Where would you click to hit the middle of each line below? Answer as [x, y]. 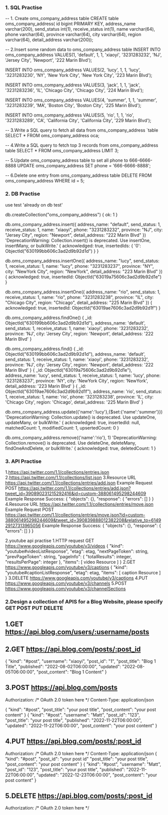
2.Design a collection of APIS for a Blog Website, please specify [84, 601]
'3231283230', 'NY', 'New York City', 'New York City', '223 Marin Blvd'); [79, 75]
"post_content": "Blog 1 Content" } [71, 672]
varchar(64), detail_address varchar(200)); [49, 40]
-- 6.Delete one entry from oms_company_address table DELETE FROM [78, 175]
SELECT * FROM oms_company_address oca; [52, 136]
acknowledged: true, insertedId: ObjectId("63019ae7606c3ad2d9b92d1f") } [83, 308]
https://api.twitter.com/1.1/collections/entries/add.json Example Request [79, 483]
